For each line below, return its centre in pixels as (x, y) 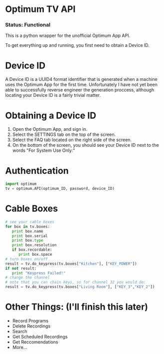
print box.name (27, 231)
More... (20, 348)
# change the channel (28, 278)
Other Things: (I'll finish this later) (77, 307)
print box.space (35, 255)
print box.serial (30, 236)
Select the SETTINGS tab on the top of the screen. (64, 135)
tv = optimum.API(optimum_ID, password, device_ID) (60, 189)
